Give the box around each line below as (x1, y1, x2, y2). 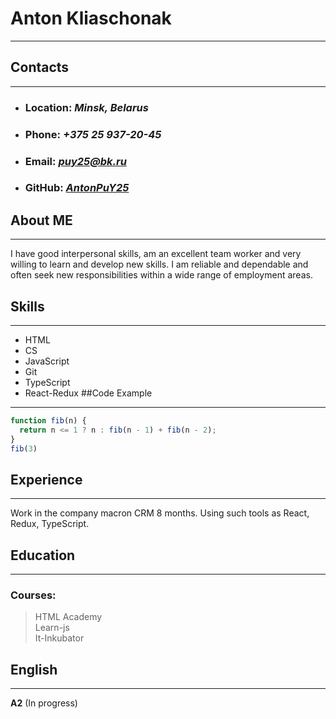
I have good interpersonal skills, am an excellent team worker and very (10, 248, 302, 260)
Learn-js (34, 622, 70, 634)
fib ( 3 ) (10, 443, 38, 454)
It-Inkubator (34, 632, 85, 644)
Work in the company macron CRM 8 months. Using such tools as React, (10, 507, 310, 519)
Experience (10, 471, 83, 488)
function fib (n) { (10, 416, 87, 426)
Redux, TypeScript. (10, 518, 90, 530)
